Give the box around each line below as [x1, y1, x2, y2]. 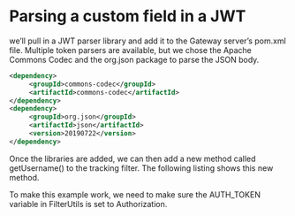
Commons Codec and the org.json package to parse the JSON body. [9, 54, 260, 65]
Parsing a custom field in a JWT [9, 6, 246, 27]
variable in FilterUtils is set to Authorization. [9, 198, 168, 209]
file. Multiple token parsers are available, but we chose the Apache [9, 44, 252, 55]
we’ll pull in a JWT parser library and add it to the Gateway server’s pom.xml [9, 35, 287, 46]
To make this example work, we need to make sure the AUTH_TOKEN [9, 189, 261, 200]
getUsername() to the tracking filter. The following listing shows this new [9, 162, 274, 174]
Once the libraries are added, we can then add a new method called [9, 153, 256, 164]
